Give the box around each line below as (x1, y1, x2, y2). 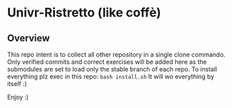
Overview (7, 32, 51, 44)
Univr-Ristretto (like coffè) (7, 5, 161, 21)
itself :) (7, 80, 28, 87)
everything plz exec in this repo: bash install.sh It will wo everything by (7, 72, 215, 80)
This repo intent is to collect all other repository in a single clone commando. (7, 50, 226, 58)
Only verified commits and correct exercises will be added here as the (7, 58, 207, 66)
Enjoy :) (7, 93, 29, 101)
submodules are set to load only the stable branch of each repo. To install (7, 65, 217, 73)
